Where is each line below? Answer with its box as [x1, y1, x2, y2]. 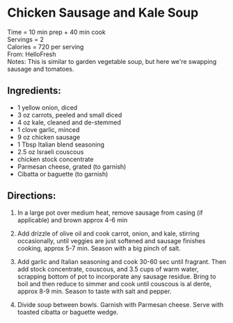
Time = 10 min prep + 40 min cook [7, 28, 106, 36]
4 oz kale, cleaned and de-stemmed [17, 118, 122, 126]
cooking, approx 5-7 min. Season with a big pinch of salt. [17, 244, 181, 252]
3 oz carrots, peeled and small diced [17, 110, 122, 119]
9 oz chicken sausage [17, 133, 81, 141]
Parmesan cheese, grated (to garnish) [17, 162, 127, 171]
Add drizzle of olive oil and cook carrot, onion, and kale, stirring [17, 229, 200, 238]
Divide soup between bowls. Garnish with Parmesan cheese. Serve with [17, 300, 224, 308]
